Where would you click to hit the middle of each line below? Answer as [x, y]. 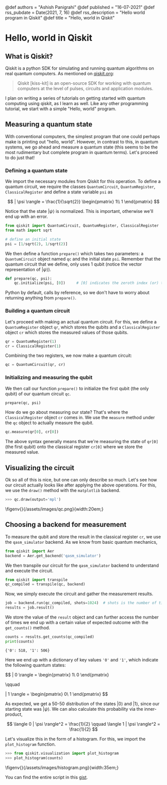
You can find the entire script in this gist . [46, 777]
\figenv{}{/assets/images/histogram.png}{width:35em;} [62, 768]
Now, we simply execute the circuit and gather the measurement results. [79, 594]
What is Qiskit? [29, 56]
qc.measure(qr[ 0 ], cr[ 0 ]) [32, 432]
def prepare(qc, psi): [29, 279]
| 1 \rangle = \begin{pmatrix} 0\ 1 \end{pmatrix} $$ [57, 694]
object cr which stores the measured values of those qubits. [67, 332]
